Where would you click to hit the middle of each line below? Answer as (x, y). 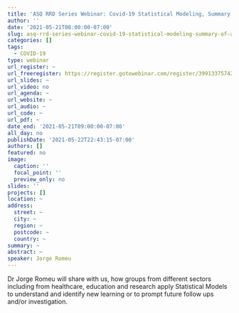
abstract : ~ (25, 252)
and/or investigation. (38, 302)
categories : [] (30, 41)
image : (17, 160)
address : (20, 206)
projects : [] (27, 193)
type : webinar (28, 60)
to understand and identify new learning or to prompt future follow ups (111, 294)
